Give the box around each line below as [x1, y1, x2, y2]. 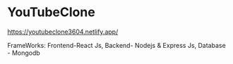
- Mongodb [7, 49, 40, 57]
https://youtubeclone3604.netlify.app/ [7, 27, 119, 36]
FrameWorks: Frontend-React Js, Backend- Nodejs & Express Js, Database [7, 41, 226, 49]
